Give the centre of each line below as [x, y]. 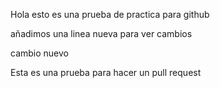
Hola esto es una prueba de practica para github [110, 14]
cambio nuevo [39, 53]
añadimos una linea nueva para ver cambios [101, 33]
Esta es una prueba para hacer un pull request [106, 72]
